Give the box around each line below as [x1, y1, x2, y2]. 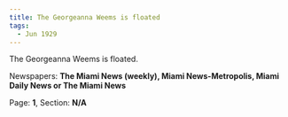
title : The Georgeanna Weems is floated [9, 12, 161, 22]
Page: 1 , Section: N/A [9, 97, 87, 108]
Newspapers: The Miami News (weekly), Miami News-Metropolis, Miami [9, 71, 280, 82]
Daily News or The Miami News [9, 81, 127, 91]
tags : [9, 21, 29, 30]
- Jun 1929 [17, 29, 58, 38]
